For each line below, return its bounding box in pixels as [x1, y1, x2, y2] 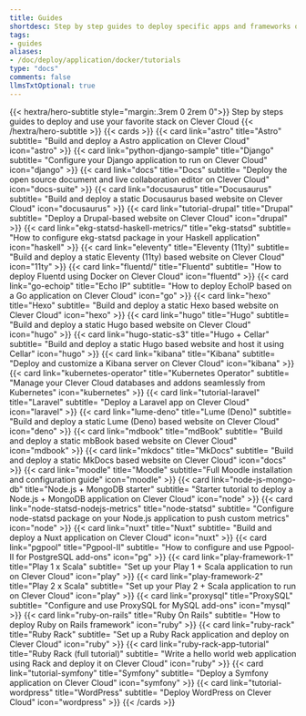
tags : [9, 30, 30, 39]
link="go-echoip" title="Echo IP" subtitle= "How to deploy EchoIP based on [9, 280, 292, 292]
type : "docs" [9, 65, 59, 74]
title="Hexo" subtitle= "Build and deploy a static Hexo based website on [9, 300, 280, 311]
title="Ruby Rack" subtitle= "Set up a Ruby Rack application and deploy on [9, 629, 290, 639]
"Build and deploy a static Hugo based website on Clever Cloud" [9, 319, 252, 330]
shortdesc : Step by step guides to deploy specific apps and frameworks [9, 22, 291, 31]
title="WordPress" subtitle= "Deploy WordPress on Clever [55, 687, 271, 698]
